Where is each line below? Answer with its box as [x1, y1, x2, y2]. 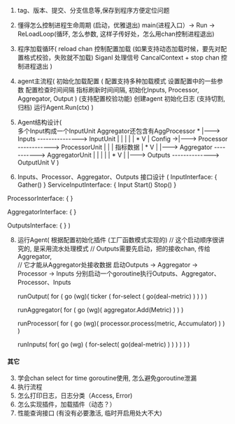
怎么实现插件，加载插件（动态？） [17, 400, 116, 409]
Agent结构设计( [17, 118, 62, 126]
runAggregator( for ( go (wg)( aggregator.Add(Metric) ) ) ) [17, 306, 184, 313]
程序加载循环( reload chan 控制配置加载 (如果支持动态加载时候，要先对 [17, 45, 221, 52]
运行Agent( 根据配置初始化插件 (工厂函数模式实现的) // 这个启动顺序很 [17, 236, 219, 243]
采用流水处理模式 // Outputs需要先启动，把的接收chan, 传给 [39, 244, 211, 253]
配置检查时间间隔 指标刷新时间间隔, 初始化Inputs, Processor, [25, 86, 199, 94]
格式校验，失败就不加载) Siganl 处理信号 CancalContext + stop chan [23, 53, 220, 62]
